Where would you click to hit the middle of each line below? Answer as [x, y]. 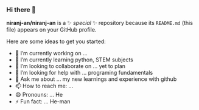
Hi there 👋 [21, 10]
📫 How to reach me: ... [44, 86]
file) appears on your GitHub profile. [51, 30]
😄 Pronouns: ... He [39, 95]
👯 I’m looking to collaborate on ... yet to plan [70, 66]
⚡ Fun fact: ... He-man [43, 101]
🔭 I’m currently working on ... [51, 53]
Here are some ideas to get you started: [56, 41]
